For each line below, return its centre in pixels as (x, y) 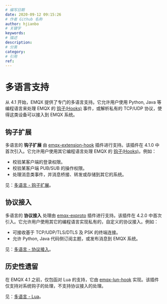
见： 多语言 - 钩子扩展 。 (29, 185)
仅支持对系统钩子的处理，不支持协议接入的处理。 (55, 285)
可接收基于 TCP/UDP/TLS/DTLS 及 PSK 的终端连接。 (66, 232)
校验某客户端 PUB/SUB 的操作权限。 (50, 168)
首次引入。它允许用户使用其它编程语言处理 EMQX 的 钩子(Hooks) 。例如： (81, 151)
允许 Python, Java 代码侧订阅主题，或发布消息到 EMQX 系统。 (76, 238)
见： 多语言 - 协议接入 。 (29, 249)
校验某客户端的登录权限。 (39, 162)
